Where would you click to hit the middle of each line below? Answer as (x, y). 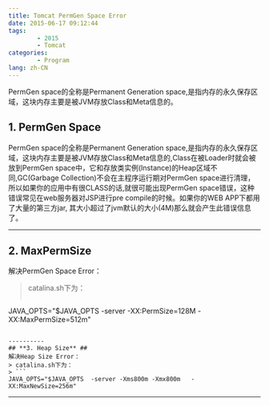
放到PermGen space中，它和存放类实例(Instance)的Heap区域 (109, 167)
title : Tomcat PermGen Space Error (68, 16)
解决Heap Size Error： (44, 357)
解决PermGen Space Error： (55, 271)
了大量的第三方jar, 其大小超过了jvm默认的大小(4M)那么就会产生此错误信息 (130, 207)
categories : (28, 53)
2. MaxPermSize (50, 250)
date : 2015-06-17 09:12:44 (53, 23)
